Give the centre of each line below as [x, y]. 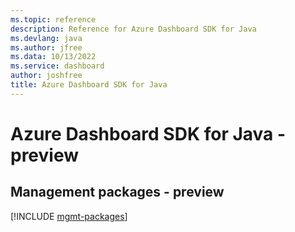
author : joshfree [46, 76]
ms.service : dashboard [57, 66]
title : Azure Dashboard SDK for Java [89, 85]
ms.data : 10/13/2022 [53, 57]
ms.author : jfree [46, 47]
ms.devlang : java [46, 38]
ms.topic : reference [53, 19]
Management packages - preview [117, 192]
